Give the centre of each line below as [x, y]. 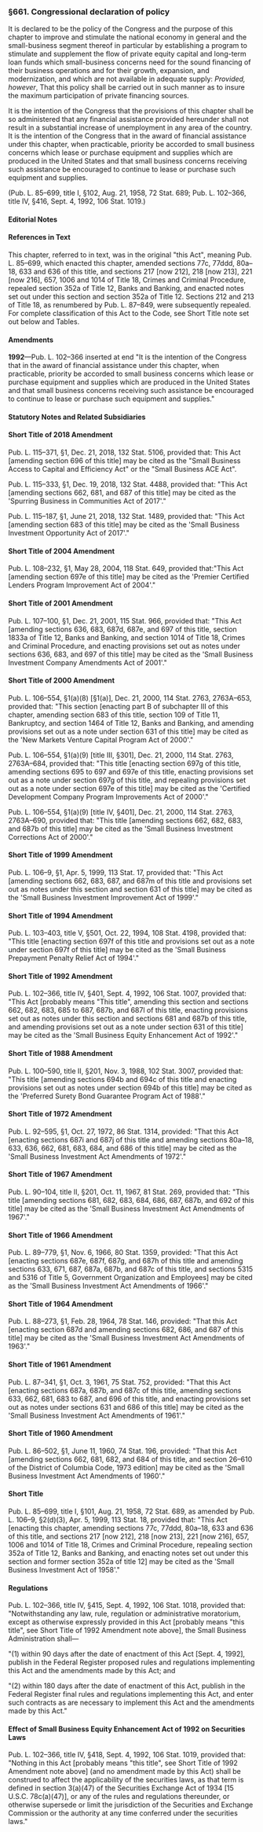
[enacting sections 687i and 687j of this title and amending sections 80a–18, [131, 1139]
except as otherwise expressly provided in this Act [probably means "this [126, 1622]
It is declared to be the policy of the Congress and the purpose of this [121, 29]
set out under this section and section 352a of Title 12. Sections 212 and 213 [131, 296]
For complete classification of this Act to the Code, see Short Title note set [129, 314]
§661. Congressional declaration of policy [89, 12]
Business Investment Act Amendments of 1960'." [87, 1476]
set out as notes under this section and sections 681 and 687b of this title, [128, 1019]
